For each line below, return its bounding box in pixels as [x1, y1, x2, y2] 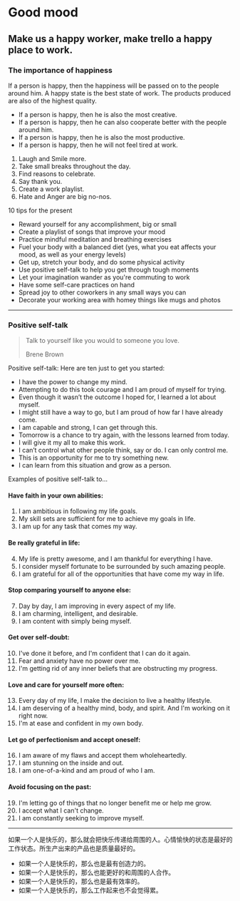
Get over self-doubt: [8, 633, 70, 642]
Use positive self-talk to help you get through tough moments [18, 265, 199, 274]
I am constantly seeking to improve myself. [18, 813, 145, 822]
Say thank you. [18, 177, 63, 185]
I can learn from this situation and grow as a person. [18, 461, 172, 470]
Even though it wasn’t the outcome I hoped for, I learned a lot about [18, 393, 216, 401]
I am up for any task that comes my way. [18, 522, 137, 531]
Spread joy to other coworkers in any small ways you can [18, 288, 187, 297]
